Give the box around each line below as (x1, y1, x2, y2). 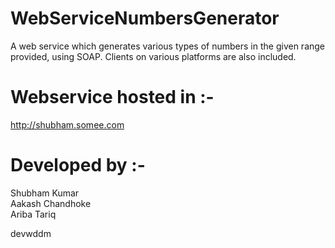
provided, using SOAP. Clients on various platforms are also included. (10, 50, 297, 62)
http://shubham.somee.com (10, 118, 125, 131)
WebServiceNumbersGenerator (10, 7, 280, 30)
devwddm (10, 227, 52, 239)
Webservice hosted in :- (10, 86, 215, 109)
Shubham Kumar (10, 187, 80, 199)
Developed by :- (10, 154, 146, 177)
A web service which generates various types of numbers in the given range (10, 40, 326, 52)
